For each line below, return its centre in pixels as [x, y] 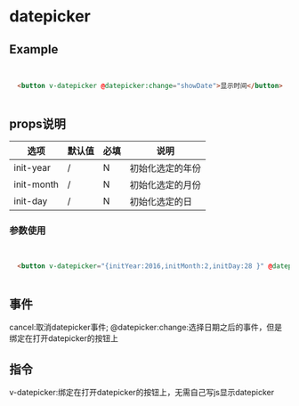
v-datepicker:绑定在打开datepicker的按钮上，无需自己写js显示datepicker [141, 392]
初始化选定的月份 [166, 185]
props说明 [38, 124]
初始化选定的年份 [166, 168]
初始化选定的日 [161, 202]
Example [34, 49]
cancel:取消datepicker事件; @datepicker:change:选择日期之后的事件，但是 [146, 328]
